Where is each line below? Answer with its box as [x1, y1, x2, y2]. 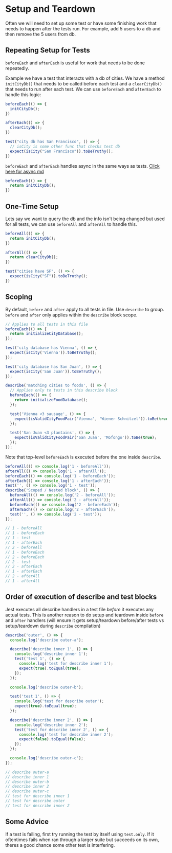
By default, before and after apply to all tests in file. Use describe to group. [5, 306, 165, 312]
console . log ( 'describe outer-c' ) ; [10, 756, 83, 761]
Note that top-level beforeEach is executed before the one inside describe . [5, 454, 162, 460]
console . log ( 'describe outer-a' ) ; [10, 637, 83, 643]
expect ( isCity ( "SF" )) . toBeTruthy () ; [10, 274, 88, 279]
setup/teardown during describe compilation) [5, 623, 101, 629]
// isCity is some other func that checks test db [10, 144, 120, 149]
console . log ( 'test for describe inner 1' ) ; [18, 661, 114, 666]
